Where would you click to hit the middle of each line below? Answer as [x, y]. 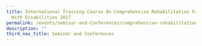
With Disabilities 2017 [41, 17]
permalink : [20, 23]
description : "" [26, 28]
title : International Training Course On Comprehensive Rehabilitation [98, 12]
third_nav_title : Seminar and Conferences [60, 34]
